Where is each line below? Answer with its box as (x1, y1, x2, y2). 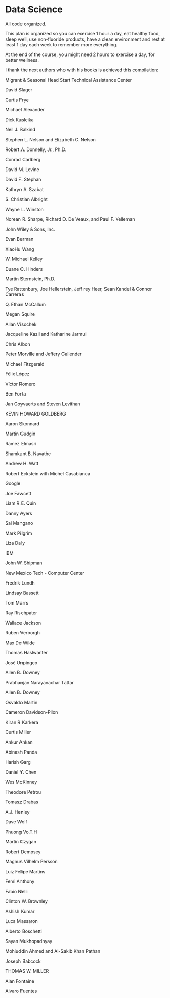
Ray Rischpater (5, 610, 37, 616)
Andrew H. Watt (5, 460, 39, 466)
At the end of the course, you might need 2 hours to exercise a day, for (5, 51, 155, 58)
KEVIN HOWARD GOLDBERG (5, 410, 66, 417)
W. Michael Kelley (5, 256, 42, 262)
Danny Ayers (5, 510, 32, 516)
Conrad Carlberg (5, 156, 41, 162)
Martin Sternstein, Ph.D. (5, 276, 55, 282)
